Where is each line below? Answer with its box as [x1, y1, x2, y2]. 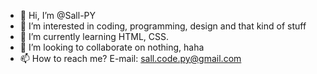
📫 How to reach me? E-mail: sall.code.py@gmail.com [19, 53, 242, 64]
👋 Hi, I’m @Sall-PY [19, 10, 97, 21]
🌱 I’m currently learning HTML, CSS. [19, 31, 170, 42]
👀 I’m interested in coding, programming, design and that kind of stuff [19, 20, 307, 32]
